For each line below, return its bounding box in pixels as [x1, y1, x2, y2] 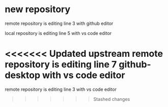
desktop [5, 69, 41, 81]
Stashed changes [93, 96, 130, 102]
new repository [5, 4, 71, 15]
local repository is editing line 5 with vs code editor [5, 30, 112, 36]
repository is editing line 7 [5, 59, 117, 70]
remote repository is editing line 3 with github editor [5, 20, 114, 26]
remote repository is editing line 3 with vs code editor [5, 86, 117, 92]
